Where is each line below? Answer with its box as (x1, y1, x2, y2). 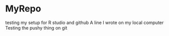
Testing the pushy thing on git (5, 24, 67, 30)
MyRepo (5, 3, 41, 14)
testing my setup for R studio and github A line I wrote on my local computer (5, 19, 164, 25)
